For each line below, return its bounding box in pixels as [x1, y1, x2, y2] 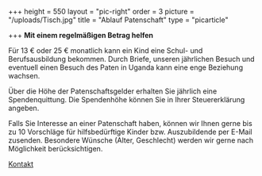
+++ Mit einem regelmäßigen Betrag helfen [8, 31, 153, 40]
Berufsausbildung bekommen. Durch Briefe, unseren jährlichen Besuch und [8, 55, 256, 63]
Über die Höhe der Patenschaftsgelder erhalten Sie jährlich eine [8, 86, 218, 96]
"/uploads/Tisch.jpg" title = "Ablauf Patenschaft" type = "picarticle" [8, 15, 229, 25]
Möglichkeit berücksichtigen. [8, 144, 103, 153]
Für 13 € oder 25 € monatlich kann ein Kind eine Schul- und [8, 46, 203, 55]
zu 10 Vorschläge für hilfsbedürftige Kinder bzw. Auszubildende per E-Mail [8, 127, 252, 136]
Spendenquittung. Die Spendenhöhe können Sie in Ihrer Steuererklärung [8, 95, 245, 104]
